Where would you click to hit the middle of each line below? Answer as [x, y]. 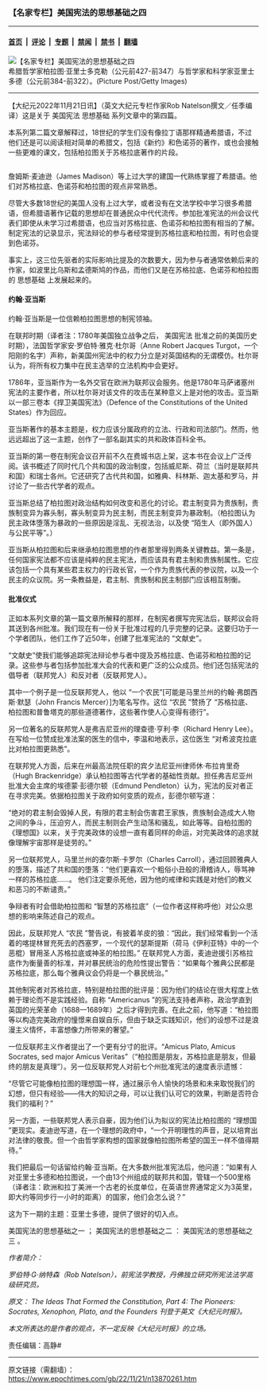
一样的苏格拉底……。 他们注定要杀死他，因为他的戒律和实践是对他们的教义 [130, 879]
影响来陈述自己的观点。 [60, 916]
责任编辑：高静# [35, 1345]
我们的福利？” [31, 1103]
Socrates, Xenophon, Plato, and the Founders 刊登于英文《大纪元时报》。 [128, 1311]
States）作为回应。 [40, 412]
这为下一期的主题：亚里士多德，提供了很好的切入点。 [95, 1213]
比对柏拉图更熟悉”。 [41, 748]
